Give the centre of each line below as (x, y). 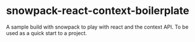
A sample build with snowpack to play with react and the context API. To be (97, 27)
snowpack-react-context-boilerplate (98, 11)
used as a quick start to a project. (46, 33)
